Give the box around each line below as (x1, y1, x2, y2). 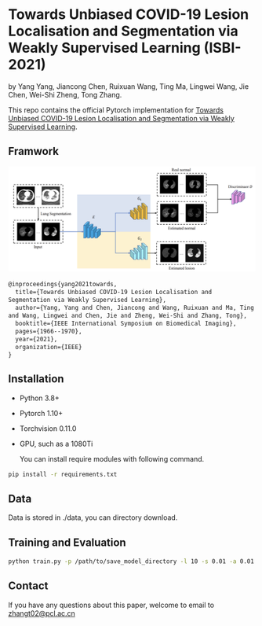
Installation (8, 372, 64, 386)
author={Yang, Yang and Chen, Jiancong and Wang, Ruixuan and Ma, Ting (15, 304, 255, 311)
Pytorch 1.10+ (19, 408, 64, 418)
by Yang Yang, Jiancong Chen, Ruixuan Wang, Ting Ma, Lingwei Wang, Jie (8, 81, 249, 91)
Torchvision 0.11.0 (19, 423, 77, 433)
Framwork (8, 145, 60, 158)
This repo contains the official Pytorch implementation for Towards (8, 105, 224, 115)
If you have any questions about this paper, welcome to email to (8, 600, 214, 609)
